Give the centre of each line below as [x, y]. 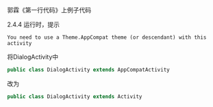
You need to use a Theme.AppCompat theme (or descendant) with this [107, 37]
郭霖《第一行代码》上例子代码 [49, 10]
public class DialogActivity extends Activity [75, 96]
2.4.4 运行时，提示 [34, 25]
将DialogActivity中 [33, 57]
